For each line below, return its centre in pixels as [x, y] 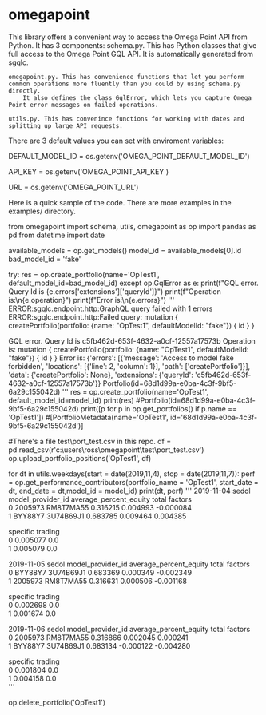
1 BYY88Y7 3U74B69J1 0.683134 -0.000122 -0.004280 [99, 645]
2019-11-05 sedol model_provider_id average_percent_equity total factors [129, 564]
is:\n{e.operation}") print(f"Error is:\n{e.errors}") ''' [91, 300]
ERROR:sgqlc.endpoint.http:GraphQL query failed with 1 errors [111, 308]
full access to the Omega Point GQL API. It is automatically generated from [131, 54]
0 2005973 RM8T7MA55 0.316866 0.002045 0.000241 [99, 638]
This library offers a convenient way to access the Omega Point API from [128, 37]
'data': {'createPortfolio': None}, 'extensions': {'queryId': [101, 375]
